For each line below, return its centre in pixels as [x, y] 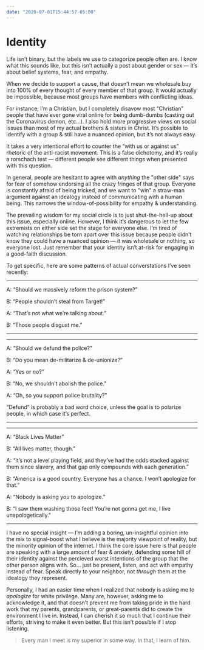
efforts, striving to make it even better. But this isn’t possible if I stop [91, 622]
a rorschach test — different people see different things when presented [97, 159]
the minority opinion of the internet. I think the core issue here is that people [101, 545]
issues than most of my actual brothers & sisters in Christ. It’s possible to [97, 128]
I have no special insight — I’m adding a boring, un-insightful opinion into [97, 533]
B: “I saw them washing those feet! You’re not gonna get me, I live [89, 508]
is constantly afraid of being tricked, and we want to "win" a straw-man [96, 190]
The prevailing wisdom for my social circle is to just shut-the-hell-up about [100, 215]
